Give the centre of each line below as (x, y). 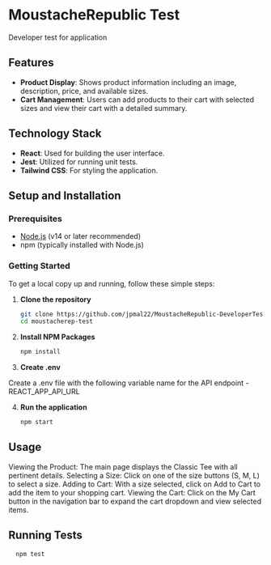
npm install (40, 352)
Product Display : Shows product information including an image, (128, 82)
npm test (30, 554)
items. (19, 510)
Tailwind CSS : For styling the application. (89, 170)
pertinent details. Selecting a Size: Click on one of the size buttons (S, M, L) (134, 475)
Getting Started (39, 266)
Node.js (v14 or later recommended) (80, 236)
